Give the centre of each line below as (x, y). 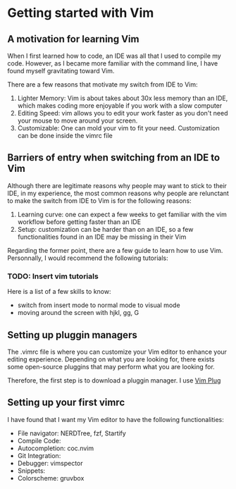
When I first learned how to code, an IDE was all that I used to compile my (114, 56)
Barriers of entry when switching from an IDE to (114, 157)
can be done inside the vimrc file (65, 136)
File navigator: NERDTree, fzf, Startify (72, 433)
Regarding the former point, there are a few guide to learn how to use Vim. (115, 250)
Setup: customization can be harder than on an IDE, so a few (105, 229)
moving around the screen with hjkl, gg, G (78, 313)
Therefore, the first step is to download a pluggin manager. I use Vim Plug (114, 380)
